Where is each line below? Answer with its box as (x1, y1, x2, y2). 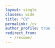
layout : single (5, 7, 37, 12)
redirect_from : (5, 30, 37, 35)
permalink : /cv (5, 21, 37, 26)
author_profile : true (5, 26, 50, 31)
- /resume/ (9, 35, 32, 40)
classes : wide (5, 12, 35, 17)
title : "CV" (5, 16, 30, 21)
